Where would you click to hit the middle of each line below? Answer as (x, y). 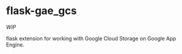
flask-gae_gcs (42, 11)
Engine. (15, 45)
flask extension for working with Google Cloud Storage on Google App (91, 38)
